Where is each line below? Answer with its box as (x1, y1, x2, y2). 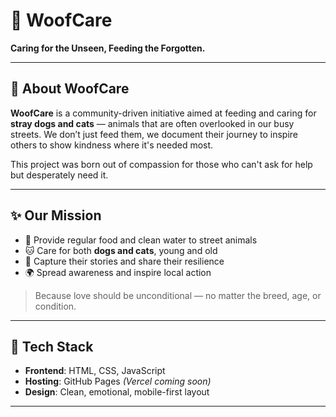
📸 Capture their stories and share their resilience (24, 255, 225, 267)
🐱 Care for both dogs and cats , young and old (24, 244, 218, 256)
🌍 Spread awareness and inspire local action (24, 266, 212, 278)
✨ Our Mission (10, 207, 102, 224)
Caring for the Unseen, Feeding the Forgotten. (10, 42, 206, 54)
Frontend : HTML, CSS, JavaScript (24, 365, 166, 377)
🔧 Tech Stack (10, 338, 94, 355)
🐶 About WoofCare (10, 80, 130, 98)
